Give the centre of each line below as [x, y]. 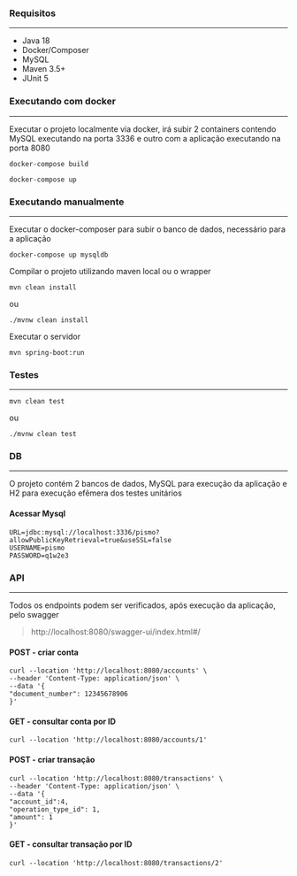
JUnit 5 [35, 79]
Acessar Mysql [38, 514]
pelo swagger [34, 614]
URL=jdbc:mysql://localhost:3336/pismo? [85, 532]
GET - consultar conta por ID [63, 721]
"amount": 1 [31, 817]
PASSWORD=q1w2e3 [39, 556]
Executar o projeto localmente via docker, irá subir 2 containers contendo [143, 129]
